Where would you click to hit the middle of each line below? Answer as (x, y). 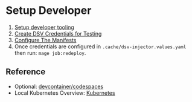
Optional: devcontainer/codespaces (59, 86)
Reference (26, 72)
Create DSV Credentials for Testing (58, 33)
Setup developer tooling (44, 27)
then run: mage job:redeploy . (50, 53)
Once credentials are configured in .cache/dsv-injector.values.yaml (100, 46)
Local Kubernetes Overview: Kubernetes (65, 93)
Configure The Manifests (45, 40)
